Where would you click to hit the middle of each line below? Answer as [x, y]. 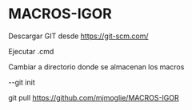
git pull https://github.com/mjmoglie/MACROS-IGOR [94, 97]
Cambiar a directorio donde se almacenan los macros [96, 67]
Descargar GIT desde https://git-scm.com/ [78, 36]
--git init [22, 82]
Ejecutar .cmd [31, 51]
